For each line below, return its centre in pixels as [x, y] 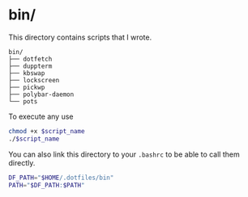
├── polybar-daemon [41, 94]
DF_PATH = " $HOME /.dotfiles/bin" [61, 178]
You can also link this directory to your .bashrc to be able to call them [124, 154]
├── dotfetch [30, 59]
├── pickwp [27, 87]
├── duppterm [30, 66]
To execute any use [41, 116]
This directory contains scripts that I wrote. [80, 37]
